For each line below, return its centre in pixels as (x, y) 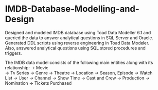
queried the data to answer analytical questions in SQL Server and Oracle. (79, 38)
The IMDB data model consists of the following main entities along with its (79, 62)
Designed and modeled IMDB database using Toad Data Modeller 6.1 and (78, 32)
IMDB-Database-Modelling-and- (72, 9)
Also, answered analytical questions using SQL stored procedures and (75, 48)
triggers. (14, 53)
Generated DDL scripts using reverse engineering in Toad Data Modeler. (77, 43)
